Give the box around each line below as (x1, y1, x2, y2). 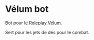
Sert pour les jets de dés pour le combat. (5, 29, 89, 35)
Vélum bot (5, 3, 49, 15)
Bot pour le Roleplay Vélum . (5, 20, 62, 26)
